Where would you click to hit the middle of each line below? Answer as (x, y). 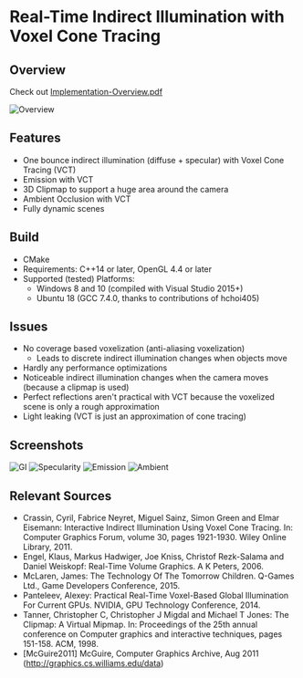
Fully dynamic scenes (63, 208)
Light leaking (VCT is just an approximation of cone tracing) (134, 416)
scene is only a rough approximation (91, 407)
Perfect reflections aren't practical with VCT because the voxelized (149, 397)
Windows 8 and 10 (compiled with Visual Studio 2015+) (140, 288)
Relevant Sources (61, 496)
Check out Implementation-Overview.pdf (86, 92)
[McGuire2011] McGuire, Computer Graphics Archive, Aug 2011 (141, 653)
